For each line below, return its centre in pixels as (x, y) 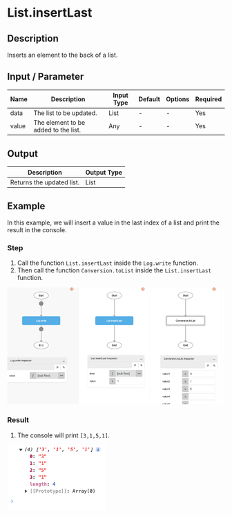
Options (178, 99)
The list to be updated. (65, 113)
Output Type (104, 172)
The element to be (59, 122)
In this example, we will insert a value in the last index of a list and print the (113, 222)
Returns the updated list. (45, 182)
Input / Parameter (46, 77)
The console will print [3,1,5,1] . (64, 435)
